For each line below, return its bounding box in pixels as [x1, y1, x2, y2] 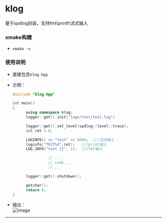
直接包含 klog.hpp [12, 71, 48, 77]
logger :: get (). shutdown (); [25, 174, 82, 179]
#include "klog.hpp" [12, 92, 55, 97]
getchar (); [25, 183, 49, 188]
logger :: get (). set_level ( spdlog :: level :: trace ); [25, 123, 129, 129]
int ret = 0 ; [25, 128, 53, 133]
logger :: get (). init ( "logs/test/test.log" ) [25, 115, 115, 120]
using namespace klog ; [25, 110, 73, 115]
